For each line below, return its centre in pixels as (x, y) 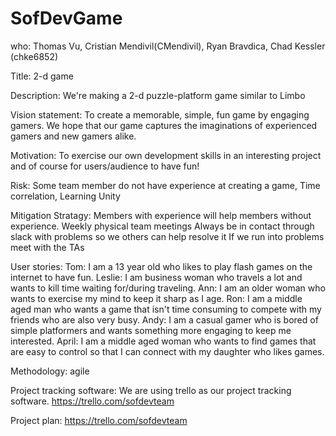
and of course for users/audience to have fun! (105, 166)
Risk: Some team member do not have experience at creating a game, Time (165, 185)
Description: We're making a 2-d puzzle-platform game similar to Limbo (158, 95)
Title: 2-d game (42, 76)
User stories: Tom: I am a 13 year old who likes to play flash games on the (161, 266)
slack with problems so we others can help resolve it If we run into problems (167, 236)
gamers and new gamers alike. (73, 136)
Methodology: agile (50, 371)
